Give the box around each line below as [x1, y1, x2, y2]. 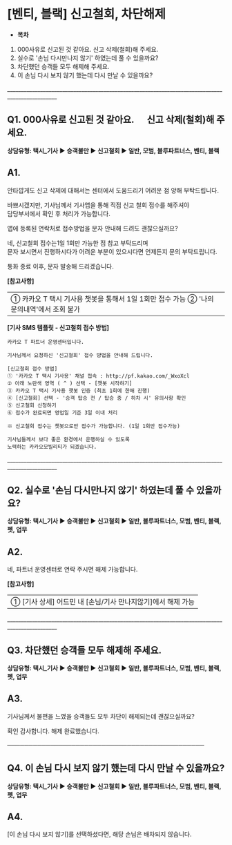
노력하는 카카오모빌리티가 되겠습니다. [7, 443, 97, 450]
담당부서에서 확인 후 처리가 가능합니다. [7, 209, 110, 217]
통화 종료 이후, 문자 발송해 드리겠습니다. [7, 262, 114, 270]
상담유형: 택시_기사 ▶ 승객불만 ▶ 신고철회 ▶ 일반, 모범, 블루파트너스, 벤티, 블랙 [7, 146, 220, 155]
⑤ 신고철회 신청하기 [7, 402, 57, 409]
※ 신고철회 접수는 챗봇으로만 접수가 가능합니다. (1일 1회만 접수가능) [7, 422, 181, 429]
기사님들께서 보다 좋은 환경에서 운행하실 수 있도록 [7, 436, 130, 443]
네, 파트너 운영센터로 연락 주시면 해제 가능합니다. [7, 565, 138, 574]
